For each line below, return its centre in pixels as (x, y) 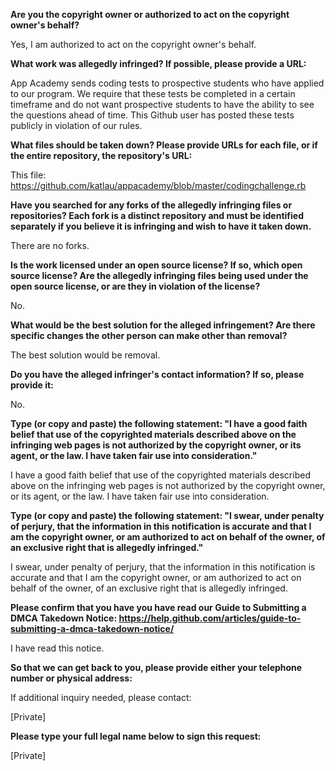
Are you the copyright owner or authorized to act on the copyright (150, 14)
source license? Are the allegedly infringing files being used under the (159, 275)
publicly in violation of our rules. (76, 125)
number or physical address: (71, 678)
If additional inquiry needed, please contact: (101, 697)
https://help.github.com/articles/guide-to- (210, 618)
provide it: (32, 385)
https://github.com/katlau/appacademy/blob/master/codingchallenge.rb (158, 185)
